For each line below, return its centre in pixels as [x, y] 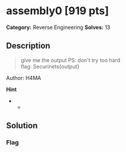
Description [28, 46]
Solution [22, 126]
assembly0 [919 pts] [58, 11]
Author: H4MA [24, 77]
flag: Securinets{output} [50, 66]
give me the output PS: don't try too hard [70, 60]
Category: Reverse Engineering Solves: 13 [58, 27]
